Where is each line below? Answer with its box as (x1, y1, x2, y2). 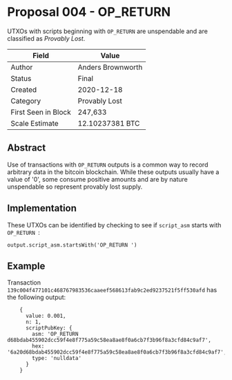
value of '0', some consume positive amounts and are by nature (7, 175, 188, 183)
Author (10, 62, 33, 72)
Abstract (7, 142, 46, 154)
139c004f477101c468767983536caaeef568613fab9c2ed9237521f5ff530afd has (7, 286, 217, 294)
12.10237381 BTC (77, 118, 140, 128)
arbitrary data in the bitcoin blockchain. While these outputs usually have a (7, 167, 220, 176)
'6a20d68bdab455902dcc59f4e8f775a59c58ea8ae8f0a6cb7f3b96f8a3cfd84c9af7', (7, 349, 227, 356)
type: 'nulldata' (32, 355, 81, 362)
